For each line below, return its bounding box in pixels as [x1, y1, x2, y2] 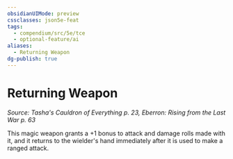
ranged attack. [7, 144, 49, 152]
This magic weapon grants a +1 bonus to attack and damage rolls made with [7, 129, 226, 137]
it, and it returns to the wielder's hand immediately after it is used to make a [7, 136, 223, 144]
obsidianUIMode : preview [7, 10, 79, 17]
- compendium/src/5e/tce [13, 29, 86, 37]
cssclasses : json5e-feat [7, 17, 79, 24]
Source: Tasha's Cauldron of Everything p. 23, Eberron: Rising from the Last [7, 108, 226, 117]
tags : [7, 23, 23, 30]
